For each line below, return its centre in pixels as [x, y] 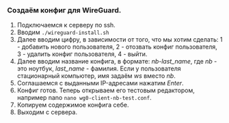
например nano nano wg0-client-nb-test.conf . [84, 98]
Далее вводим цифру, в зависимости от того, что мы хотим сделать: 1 [120, 40]
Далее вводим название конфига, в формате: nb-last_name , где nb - [117, 61]
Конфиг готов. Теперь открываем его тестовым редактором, [106, 90]
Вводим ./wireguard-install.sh [63, 32]
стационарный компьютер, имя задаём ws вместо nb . [96, 76]
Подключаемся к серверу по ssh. [66, 25]
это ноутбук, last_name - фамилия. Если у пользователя [99, 69]
